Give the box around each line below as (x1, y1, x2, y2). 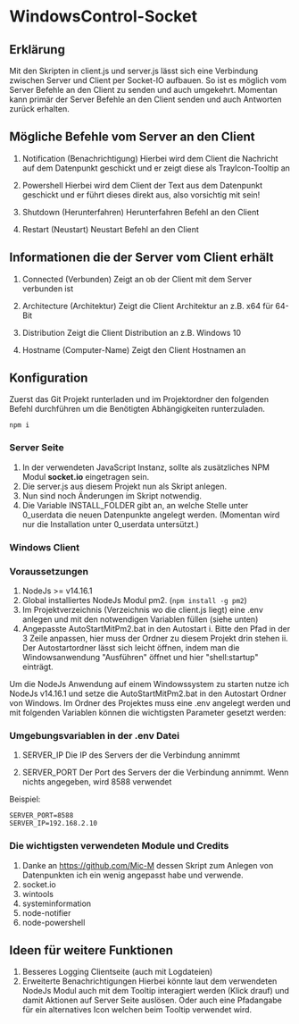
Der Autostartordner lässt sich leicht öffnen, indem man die (21, 642, 240, 653)
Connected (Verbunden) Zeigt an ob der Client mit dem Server (21, 273, 253, 284)
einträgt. (21, 661, 54, 672)
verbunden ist (21, 283, 74, 294)
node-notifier (21, 907, 71, 918)
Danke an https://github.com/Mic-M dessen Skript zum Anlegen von (21, 860, 274, 870)
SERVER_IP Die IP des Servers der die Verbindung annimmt (21, 750, 241, 760)
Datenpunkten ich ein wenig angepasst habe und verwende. (21, 869, 244, 880)
